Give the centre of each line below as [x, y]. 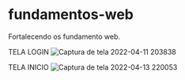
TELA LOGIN [28, 51]
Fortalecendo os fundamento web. [64, 36]
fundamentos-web [71, 15]
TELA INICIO [28, 67]
